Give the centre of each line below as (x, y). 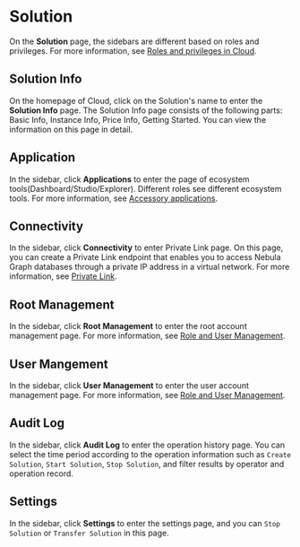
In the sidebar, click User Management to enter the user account (129, 386)
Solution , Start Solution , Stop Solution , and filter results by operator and (147, 464)
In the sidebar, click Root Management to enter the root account (129, 326)
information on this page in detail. (71, 129)
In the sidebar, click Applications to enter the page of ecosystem (129, 179)
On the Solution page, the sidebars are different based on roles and (134, 41)
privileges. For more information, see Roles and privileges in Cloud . (133, 50)
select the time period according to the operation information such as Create (150, 454)
